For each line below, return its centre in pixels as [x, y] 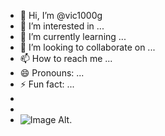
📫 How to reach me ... [66, 58]
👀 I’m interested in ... [62, 26]
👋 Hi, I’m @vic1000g [61, 15]
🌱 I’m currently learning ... [73, 36]
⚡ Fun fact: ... [47, 84]
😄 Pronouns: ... [52, 73]
